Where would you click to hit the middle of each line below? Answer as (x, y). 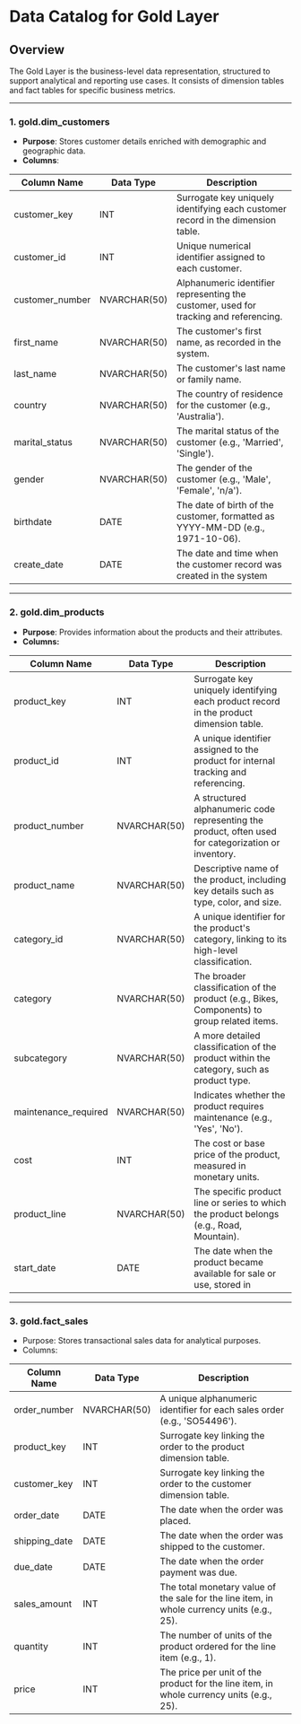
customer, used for (216, 305)
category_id (39, 939)
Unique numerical (214, 246)
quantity (31, 1646)
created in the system (222, 576)
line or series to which (240, 1203)
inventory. (215, 853)
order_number (44, 1409)
